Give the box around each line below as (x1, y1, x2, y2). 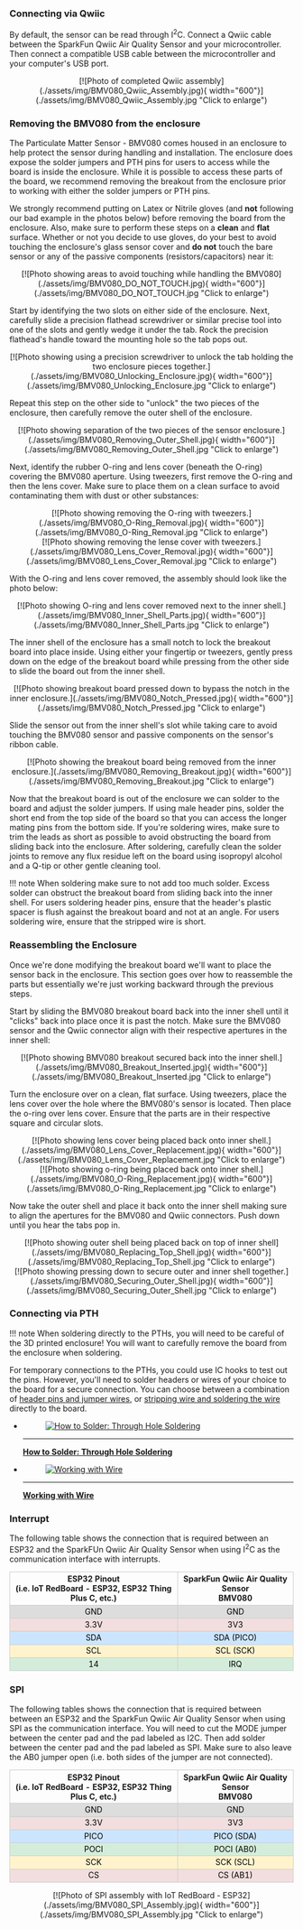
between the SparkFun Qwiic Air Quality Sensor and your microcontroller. (9, 39, 282, 50)
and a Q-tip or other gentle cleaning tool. (9, 860, 161, 871)
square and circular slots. (9, 1118, 104, 1128)
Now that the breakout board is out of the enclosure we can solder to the (9, 793, 280, 804)
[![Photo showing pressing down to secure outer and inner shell (14, 1266, 251, 1276)
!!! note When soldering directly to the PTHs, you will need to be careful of (9, 1328, 285, 1339)
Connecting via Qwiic (9, 7, 106, 20)
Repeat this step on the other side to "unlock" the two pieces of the (9, 398, 260, 409)
